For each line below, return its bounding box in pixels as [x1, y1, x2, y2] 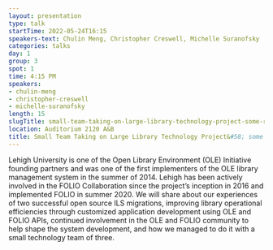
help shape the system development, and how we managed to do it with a [8, 224, 256, 234]
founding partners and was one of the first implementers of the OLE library [8, 163, 258, 173]
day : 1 [8, 50, 31, 58]
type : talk [8, 19, 45, 28]
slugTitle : [8, 118, 45, 126]
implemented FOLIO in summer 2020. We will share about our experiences [8, 189, 258, 199]
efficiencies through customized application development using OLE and [8, 206, 252, 216]
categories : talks [8, 42, 71, 50]
